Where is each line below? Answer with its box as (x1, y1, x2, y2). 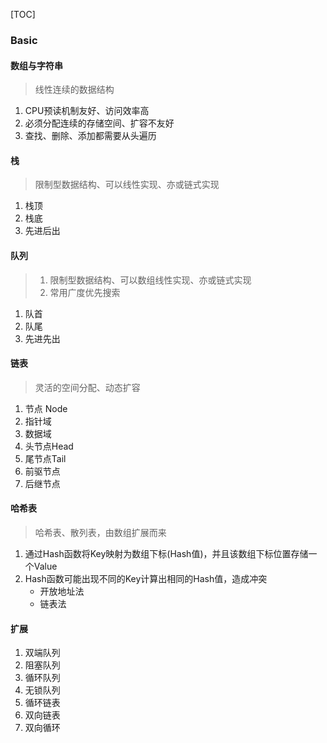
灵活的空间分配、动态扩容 (34, 381, 141, 393)
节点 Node (24, 402, 68, 414)
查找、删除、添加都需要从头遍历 (24, 130, 157, 142)
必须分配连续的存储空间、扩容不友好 (24, 117, 175, 129)
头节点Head (24, 440, 74, 452)
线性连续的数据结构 (34, 84, 115, 96)
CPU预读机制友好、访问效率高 (24, 105, 150, 117)
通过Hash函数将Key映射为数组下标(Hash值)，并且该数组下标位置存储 (24, 547, 309, 559)
